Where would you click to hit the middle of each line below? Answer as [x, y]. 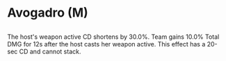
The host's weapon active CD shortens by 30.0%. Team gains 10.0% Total [113, 37]
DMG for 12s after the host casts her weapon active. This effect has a [106, 44]
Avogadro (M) [48, 13]
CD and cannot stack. [50, 51]
